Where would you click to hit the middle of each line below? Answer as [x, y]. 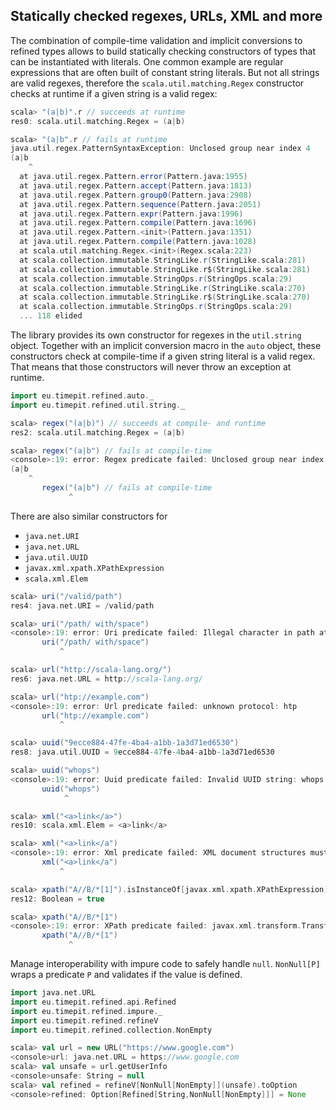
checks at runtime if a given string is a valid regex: [114, 93]
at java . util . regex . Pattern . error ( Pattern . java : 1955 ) [133, 177]
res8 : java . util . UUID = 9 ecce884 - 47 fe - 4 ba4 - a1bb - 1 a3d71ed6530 [142, 752]
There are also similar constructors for [89, 516]
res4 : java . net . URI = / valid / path [82, 605]
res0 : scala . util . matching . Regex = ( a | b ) [98, 121]
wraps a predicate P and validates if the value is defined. [126, 975]
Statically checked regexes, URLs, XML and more [166, 16]
